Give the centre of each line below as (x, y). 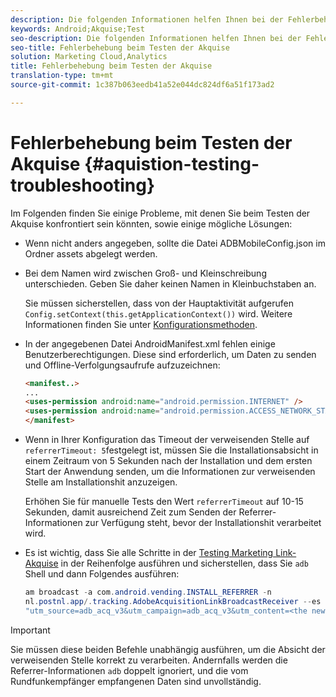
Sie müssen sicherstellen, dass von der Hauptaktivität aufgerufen (159, 303)
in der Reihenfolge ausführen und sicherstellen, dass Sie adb (184, 563)
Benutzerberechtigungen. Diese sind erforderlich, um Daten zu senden (170, 354)
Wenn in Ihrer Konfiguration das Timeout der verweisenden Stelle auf (167, 440)
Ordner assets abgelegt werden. (91, 253)
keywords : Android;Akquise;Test (77, 29)
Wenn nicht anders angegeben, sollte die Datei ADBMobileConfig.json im (175, 243)
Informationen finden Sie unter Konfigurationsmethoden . (141, 324)
